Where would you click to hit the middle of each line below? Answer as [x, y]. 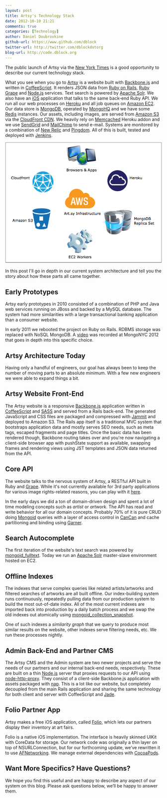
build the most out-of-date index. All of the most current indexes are [75, 604]
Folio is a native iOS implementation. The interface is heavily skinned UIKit [81, 737]
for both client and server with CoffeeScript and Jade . [60, 694]
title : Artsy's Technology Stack [40, 16]
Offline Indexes [29, 576]
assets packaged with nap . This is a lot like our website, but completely [78, 684]
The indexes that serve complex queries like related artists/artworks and [79, 588]
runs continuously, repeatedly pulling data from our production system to [80, 599]
